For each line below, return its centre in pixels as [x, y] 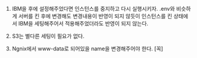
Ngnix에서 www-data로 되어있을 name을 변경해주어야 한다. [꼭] [87, 49]
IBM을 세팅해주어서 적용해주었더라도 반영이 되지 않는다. [83, 23]
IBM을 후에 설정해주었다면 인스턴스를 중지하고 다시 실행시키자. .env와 [93, 9]
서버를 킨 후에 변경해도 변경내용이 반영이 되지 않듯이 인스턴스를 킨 [95, 16]
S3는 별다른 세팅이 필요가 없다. [48, 36]
